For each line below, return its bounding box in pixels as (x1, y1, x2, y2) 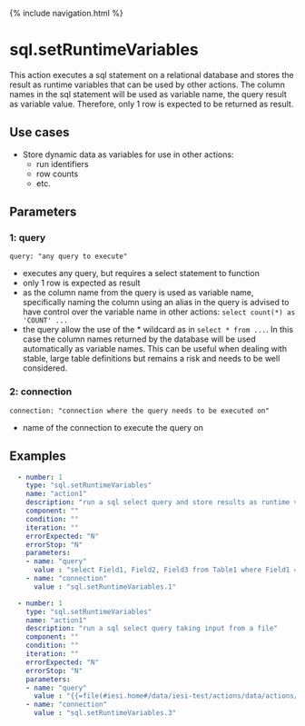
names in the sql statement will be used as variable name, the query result (9, 88, 288, 99)
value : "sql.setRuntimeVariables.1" (33, 582, 177, 592)
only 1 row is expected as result (22, 277, 141, 289)
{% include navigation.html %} (9, 8, 124, 18)
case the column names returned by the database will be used (22, 333, 256, 344)
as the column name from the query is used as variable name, (22, 287, 254, 298)
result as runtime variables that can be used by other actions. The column (9, 79, 286, 90)
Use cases (9, 124, 70, 140)
